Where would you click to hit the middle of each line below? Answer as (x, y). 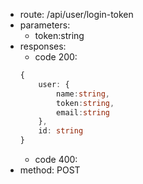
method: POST (50, 170)
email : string (83, 112)
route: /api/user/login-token (76, 14)
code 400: (56, 159)
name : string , (83, 94)
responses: (43, 46)
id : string (61, 131)
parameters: (45, 25)
